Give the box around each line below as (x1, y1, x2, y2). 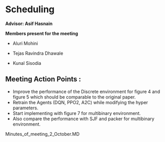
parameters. (12, 105, 39, 111)
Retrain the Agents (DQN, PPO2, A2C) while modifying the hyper (12, 99, 148, 105)
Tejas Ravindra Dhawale (12, 50, 64, 56)
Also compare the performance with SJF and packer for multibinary (12, 115, 154, 122)
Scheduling (5, 4, 55, 15)
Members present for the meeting (5, 30, 78, 36)
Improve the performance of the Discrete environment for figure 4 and (12, 88, 160, 94)
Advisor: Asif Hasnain (5, 20, 53, 27)
